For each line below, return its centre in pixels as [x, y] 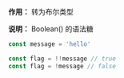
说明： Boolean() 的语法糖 [51, 29]
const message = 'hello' [50, 44]
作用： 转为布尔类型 [41, 12]
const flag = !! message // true [62, 59]
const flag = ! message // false [62, 66]
